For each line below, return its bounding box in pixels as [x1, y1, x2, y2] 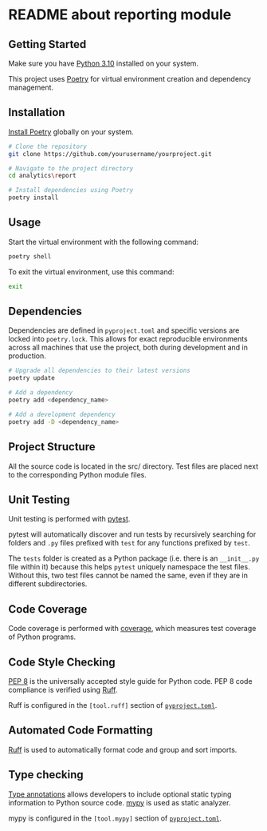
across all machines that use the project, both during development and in [8, 342, 249, 353]
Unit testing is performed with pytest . [8, 514, 131, 524]
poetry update [8, 374, 56, 382]
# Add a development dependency [8, 410, 116, 418]
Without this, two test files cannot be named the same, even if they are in [8, 570, 249, 581]
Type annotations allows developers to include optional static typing [8, 789, 232, 799]
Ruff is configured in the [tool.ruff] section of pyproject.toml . [8, 700, 218, 709]
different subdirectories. [8, 579, 88, 589]
